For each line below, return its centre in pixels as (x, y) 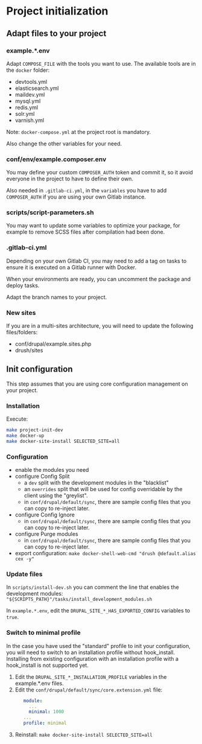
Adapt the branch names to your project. (57, 297)
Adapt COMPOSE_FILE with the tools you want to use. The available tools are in (101, 63)
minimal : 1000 (46, 712)
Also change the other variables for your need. (64, 144)
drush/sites (29, 351)
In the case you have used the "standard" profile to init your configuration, (99, 646)
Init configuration (39, 369)
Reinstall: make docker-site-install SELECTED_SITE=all (84, 735)
